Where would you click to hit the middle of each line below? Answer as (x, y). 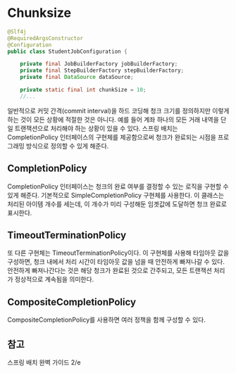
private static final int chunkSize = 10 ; (83, 90)
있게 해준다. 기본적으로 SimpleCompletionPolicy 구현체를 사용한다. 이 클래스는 (116, 195)
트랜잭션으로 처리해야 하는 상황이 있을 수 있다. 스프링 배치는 (96, 128)
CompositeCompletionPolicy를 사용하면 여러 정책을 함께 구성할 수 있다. (106, 320)
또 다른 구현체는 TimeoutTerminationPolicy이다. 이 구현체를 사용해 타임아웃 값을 (118, 253)
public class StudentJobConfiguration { (68, 51)
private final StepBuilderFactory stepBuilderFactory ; (102, 71)
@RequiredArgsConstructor (45, 38)
